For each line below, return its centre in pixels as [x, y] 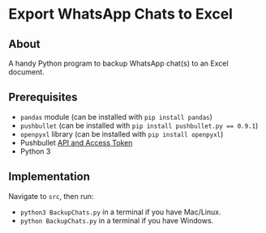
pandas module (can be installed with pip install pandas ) [116, 116]
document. [26, 72]
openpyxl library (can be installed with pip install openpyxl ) [122, 133]
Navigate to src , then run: [51, 196]
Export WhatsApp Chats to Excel [121, 14]
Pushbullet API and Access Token [76, 142]
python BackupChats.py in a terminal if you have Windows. [117, 220]
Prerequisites [43, 97]
